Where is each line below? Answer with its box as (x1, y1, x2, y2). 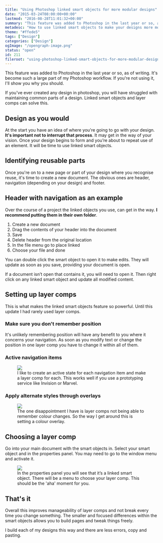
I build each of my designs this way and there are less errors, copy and (5, 527, 147, 533)
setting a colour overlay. (17, 419, 65, 424)
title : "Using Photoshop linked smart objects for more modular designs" (5, 7, 158, 12)
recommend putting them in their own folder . (5, 212, 98, 218)
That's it (5, 494, 31, 503)
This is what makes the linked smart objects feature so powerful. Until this (5, 303, 153, 309)
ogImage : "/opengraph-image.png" (5, 43, 73, 48)
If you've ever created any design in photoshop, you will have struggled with (5, 90, 158, 96)
